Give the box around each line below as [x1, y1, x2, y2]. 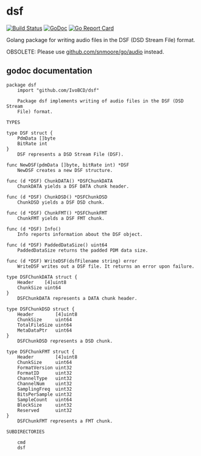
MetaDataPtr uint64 [17, 327, 72, 333]
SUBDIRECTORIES [6, 429, 45, 435]
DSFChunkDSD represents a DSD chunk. [17, 338, 113, 344]
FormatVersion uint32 [17, 365, 72, 371]
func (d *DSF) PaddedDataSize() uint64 [6, 242, 108, 248]
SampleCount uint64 [17, 396, 72, 403]
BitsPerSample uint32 [17, 391, 72, 397]
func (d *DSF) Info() [6, 226, 62, 232]
